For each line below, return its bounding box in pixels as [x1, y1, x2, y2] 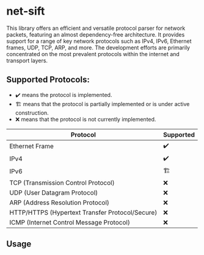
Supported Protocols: [6, 74, 90, 85]
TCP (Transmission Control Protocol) [9, 178, 115, 187]
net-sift [6, 4, 45, 18]
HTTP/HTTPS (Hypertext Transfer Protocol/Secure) [9, 208, 158, 217]
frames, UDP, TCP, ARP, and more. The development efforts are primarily [6, 44, 191, 51]
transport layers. [6, 57, 48, 64]
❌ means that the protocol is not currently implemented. [15, 115, 156, 123]
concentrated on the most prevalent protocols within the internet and [6, 50, 180, 57]
